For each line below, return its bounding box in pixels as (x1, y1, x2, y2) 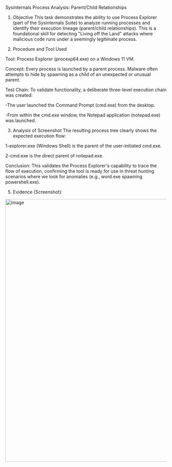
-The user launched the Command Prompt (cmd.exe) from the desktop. (5, 102, 156, 108)
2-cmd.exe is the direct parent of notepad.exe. (5, 153, 104, 158)
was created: (5, 92, 33, 98)
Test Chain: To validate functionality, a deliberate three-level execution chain (5, 87, 167, 93)
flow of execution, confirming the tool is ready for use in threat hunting (5, 168, 155, 174)
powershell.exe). (5, 179, 40, 185)
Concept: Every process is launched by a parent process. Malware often (5, 66, 158, 72)
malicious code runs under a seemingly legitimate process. (12, 36, 137, 42)
